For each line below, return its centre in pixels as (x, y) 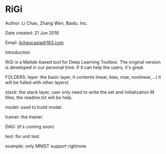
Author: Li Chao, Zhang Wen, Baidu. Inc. (46, 23)
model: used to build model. (34, 107)
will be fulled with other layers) (37, 82)
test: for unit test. (23, 136)
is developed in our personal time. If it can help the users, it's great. (75, 67)
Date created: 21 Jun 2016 (32, 33)
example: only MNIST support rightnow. (46, 146)
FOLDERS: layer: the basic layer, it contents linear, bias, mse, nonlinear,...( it (83, 77)
